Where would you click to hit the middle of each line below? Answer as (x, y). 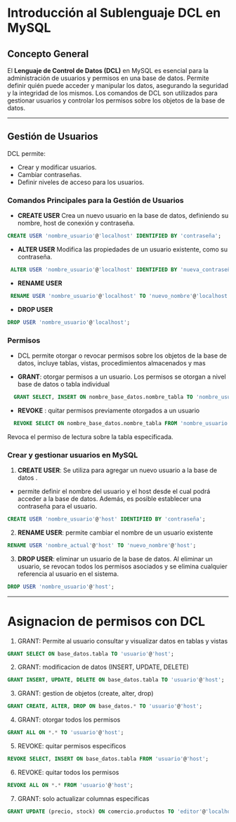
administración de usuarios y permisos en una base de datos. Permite (108, 78)
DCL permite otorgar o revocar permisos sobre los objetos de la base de (122, 355)
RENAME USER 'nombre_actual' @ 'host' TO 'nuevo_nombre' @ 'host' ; (102, 545)
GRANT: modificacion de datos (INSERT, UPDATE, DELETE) (103, 667)
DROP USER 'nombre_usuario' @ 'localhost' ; (69, 322)
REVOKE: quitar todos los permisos (68, 772)
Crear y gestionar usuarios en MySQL (73, 455)
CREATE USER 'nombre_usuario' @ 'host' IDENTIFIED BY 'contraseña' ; (106, 519)
